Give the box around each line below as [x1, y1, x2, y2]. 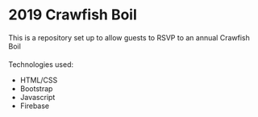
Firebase [19, 101, 50, 111]
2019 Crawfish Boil [8, 6, 137, 24]
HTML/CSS [19, 75, 58, 86]
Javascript [19, 93, 56, 102]
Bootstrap [19, 84, 53, 94]
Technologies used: [8, 60, 74, 69]
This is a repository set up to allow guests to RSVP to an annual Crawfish [8, 32, 250, 42]
